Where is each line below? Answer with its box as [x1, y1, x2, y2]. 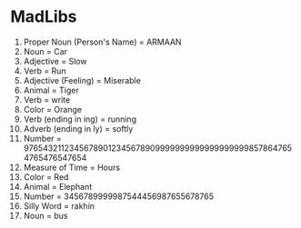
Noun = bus [23, 210, 68, 221]
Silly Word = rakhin [23, 200, 95, 211]
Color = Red [23, 171, 69, 183]
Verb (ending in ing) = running [23, 114, 137, 124]
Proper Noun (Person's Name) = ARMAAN [23, 36, 182, 47]
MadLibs [10, 6, 77, 27]
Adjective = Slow [23, 55, 87, 66]
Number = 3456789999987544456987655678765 [23, 191, 215, 202]
